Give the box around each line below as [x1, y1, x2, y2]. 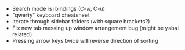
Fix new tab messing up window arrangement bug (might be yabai [12, 24, 179, 31]
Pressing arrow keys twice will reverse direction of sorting [12, 37, 159, 44]
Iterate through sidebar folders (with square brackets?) [12, 18, 150, 25]
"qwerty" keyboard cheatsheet [12, 11, 90, 19]
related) [12, 31, 32, 38]
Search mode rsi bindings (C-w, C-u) [12, 5, 106, 12]
